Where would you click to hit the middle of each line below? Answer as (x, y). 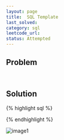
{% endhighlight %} (30, 119)
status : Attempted (28, 39)
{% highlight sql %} (29, 108)
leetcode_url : (23, 33)
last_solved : (22, 22)
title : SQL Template (32, 17)
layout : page (22, 11)
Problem (22, 62)
